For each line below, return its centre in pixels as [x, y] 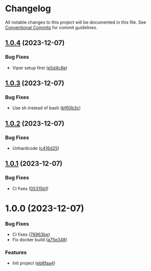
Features [16, 253]
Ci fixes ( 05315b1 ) [30, 188]
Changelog [28, 9]
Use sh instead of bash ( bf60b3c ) [46, 108]
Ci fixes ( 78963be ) [31, 235]
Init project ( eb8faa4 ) [34, 263]
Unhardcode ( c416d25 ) [36, 148]
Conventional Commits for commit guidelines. [51, 27]
